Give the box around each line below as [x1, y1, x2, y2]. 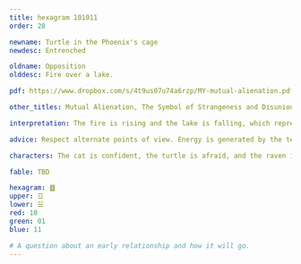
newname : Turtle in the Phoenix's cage [9, 38, 159, 47]
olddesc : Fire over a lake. [9, 71, 115, 80]
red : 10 [9, 209, 39, 217]
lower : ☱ [9, 200, 44, 209]
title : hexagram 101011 [9, 13, 99, 22]
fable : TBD [9, 167, 50, 176]
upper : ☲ [9, 192, 44, 201]
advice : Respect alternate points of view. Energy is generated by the [9, 135, 282, 144]
